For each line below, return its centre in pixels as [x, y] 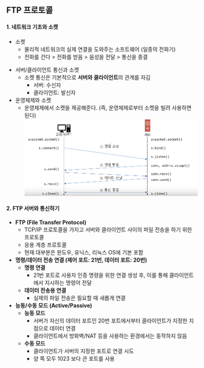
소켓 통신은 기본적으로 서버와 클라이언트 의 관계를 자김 [87, 77]
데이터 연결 [63, 329]
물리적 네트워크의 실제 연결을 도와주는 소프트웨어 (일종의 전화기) [100, 49]
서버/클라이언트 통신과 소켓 [47, 70]
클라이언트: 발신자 [54, 92]
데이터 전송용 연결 [45, 290]
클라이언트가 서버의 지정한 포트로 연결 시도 [83, 351]
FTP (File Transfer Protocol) [51, 222]
